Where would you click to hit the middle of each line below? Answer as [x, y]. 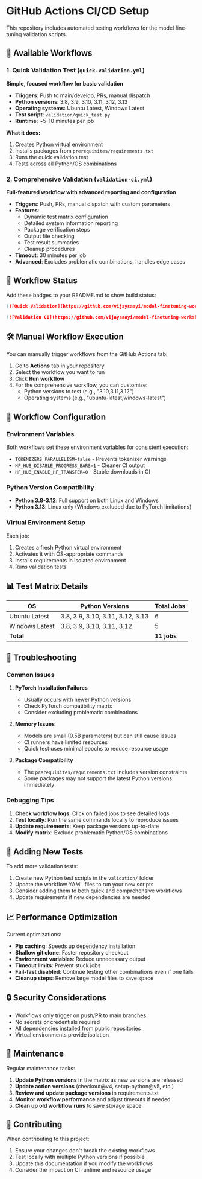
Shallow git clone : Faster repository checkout [72, 952]
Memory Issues [35, 724]
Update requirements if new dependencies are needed [83, 897]
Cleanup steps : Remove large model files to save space [84, 978]
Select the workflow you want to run [60, 372]
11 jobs [166, 636]
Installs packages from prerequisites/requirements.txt [84, 151]
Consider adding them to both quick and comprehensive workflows [98, 891]
